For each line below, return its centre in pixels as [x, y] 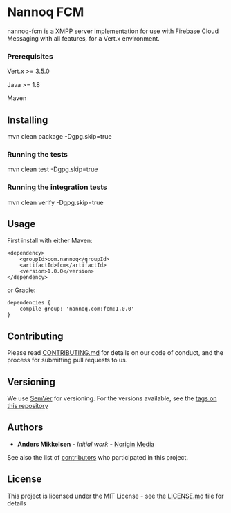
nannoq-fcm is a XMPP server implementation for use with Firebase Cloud [113, 31]
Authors [25, 428]
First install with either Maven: [50, 241]
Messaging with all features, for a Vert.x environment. [84, 38]
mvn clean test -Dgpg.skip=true [53, 169]
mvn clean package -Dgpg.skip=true [59, 137]
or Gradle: [21, 290]
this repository [28, 406]
